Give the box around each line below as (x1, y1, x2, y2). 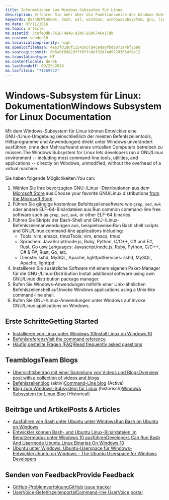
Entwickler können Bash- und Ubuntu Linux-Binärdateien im (12, 429, 137, 436)
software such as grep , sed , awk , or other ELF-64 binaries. (12, 211, 132, 218)
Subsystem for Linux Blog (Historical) (12, 391, 90, 397)
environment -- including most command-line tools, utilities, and (5, 155, 138, 161)
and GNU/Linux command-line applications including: (12, 228, 123, 234)
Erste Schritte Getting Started (5, 317, 99, 326)
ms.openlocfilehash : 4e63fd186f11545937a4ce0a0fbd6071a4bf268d (5, 45, 141, 50)
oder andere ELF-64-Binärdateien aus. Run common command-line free (12, 206, 161, 212)
